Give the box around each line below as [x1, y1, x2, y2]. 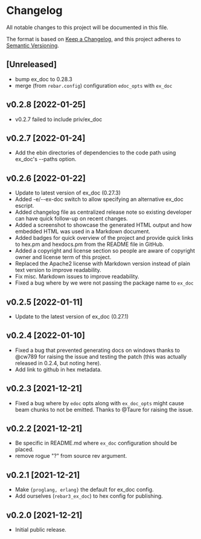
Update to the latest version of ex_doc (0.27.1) [14, 313, 129, 320]
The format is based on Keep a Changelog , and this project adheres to [6, 35, 181, 42]
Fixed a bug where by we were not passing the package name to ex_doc [14, 279, 194, 286]
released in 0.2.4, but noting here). [14, 359, 101, 366]
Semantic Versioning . [6, 42, 59, 49]
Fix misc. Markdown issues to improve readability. [14, 273, 140, 280]
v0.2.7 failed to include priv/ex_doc [14, 116, 103, 123]
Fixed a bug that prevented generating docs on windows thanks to [14, 346, 180, 354]
